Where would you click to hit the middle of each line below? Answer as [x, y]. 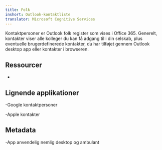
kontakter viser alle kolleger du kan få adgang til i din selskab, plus [74, 38]
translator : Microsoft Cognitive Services [50, 19]
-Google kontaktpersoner [31, 105]
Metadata [21, 130]
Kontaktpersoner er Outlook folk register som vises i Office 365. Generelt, [81, 33]
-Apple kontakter [23, 114]
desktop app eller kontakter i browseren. [47, 49]
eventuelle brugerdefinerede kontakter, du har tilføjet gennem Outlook [77, 44]
